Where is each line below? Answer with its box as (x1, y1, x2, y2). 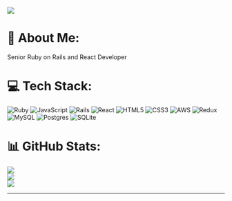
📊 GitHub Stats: (7, 138, 101, 154)
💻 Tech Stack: (7, 78, 93, 94)
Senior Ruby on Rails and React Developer (7, 52, 127, 61)
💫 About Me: (7, 30, 80, 46)
